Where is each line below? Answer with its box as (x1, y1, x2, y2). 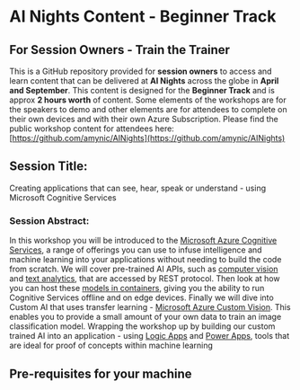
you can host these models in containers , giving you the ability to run (9, 283, 265, 294)
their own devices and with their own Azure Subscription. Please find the (9, 114, 278, 124)
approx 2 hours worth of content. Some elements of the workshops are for (9, 94, 287, 105)
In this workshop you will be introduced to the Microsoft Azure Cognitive (9, 235, 278, 246)
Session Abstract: (9, 214, 90, 226)
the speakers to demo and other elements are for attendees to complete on (9, 104, 287, 114)
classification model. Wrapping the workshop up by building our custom (9, 321, 276, 332)
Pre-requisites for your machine (9, 366, 192, 381)
